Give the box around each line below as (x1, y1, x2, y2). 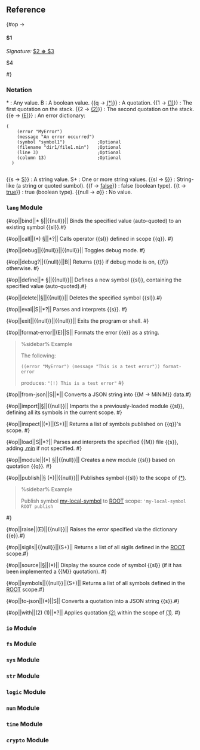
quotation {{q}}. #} (6, 463, 52, 470)
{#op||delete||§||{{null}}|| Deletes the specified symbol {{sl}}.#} (6, 294, 162, 301)
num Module (6, 704, 40, 712)
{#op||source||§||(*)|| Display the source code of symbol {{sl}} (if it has (6, 561, 182, 568)
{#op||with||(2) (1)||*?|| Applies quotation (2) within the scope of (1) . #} (6, 609, 181, 616)
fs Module (6, 639, 37, 648)
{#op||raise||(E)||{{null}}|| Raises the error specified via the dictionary (6, 525, 177, 532)
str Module (6, 672, 40, 680)
